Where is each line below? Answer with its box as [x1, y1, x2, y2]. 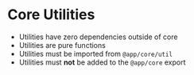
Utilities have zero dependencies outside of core [18, 32, 178, 41]
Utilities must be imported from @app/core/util [18, 49, 173, 58]
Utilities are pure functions [18, 40, 107, 49]
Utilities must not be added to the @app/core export [18, 57, 186, 67]
